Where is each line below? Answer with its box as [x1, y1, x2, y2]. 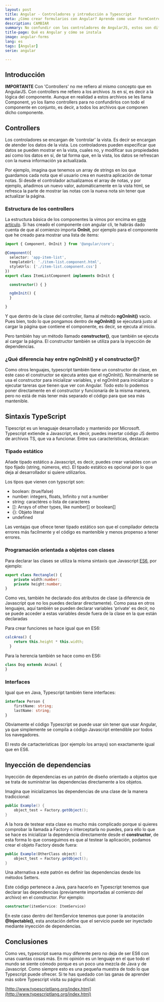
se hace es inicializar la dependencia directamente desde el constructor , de [5, 831, 159, 837]
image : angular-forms [5, 35, 49, 40]
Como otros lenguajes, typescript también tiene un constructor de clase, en [5, 367, 157, 373]
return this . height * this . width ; [14, 639, 84, 644]
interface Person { [5, 699, 45, 704]
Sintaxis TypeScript [5, 412, 66, 420]
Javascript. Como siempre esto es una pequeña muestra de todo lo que [5, 966, 149, 972]
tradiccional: [5, 794, 30, 800]
